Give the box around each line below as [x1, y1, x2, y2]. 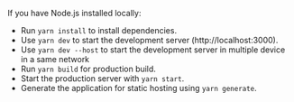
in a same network [20, 54, 90, 64]
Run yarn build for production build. [20, 63, 156, 74]
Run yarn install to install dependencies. [20, 25, 177, 35]
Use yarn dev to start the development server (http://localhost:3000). [20, 35, 279, 45]
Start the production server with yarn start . [20, 73, 185, 84]
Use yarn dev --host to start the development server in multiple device [20, 44, 286, 55]
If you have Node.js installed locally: [7, 8, 142, 18]
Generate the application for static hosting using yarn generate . [20, 83, 257, 93]
